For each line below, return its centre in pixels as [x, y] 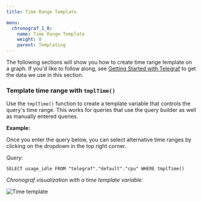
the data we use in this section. [45, 75]
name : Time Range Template [51, 34]
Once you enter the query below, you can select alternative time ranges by [99, 140]
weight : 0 [30, 40]
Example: [18, 128]
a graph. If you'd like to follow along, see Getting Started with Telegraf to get [101, 69]
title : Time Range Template [42, 12]
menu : [13, 23]
